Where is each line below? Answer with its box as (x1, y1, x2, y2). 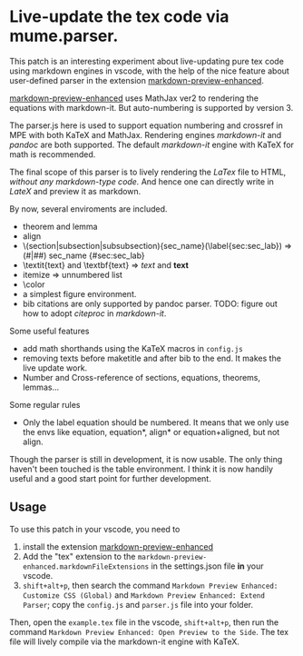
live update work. (22, 362, 88, 373)
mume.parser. (9, 25, 119, 46)
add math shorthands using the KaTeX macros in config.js (22, 343, 243, 353)
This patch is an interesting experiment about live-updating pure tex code (9, 55, 284, 66)
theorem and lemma (22, 221, 98, 232)
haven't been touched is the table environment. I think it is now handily (9, 463, 274, 474)
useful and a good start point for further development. (9, 472, 211, 483)
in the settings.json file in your (151, 561, 265, 572)
